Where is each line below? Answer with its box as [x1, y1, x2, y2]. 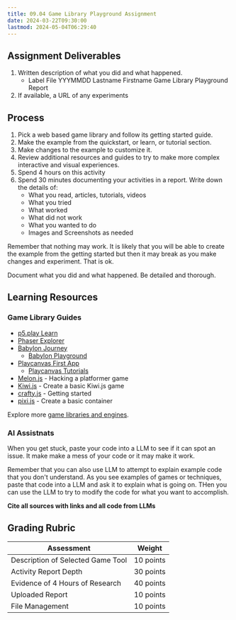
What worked [28, 206, 68, 214]
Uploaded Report [11, 590, 68, 599]
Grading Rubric [7, 522, 76, 534]
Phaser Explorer [17, 336, 65, 344]
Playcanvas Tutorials [28, 366, 89, 375]
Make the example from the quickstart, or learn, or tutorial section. [17, 138, 212, 146]
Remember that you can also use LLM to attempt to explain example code [7, 465, 223, 473]
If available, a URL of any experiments [17, 91, 129, 100]
